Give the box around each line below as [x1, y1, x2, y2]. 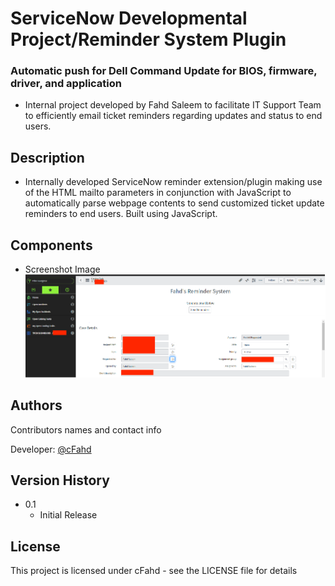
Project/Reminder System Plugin [10, 28, 287, 51]
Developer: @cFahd [10, 443, 92, 455]
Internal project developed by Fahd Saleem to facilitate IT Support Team [24, 99, 322, 111]
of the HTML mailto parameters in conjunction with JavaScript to [24, 187, 292, 199]
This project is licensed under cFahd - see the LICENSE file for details [10, 565, 298, 577]
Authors [10, 397, 63, 414]
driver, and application [10, 77, 122, 91]
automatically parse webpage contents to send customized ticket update [24, 197, 325, 209]
